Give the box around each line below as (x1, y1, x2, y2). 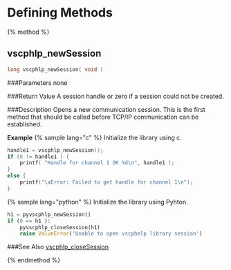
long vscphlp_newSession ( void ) (7, 66, 104, 73)
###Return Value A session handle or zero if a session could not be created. (7, 92, 225, 100)
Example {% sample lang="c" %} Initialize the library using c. (7, 133, 182, 142)
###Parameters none (7, 78, 68, 87)
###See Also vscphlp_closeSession (7, 243, 109, 251)
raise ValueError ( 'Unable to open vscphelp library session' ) (19, 230, 203, 238)
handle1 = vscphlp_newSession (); (7, 146, 104, 153)
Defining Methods (7, 5, 113, 21)
